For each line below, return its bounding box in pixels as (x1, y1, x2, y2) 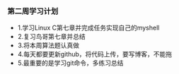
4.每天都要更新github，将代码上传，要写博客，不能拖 (17, 50, 173, 58)
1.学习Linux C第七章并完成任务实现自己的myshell (17, 23, 160, 32)
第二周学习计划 (7, 6, 59, 16)
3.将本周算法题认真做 (17, 41, 80, 50)
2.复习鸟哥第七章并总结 (17, 32, 86, 41)
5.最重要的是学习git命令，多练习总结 (17, 58, 124, 68)
